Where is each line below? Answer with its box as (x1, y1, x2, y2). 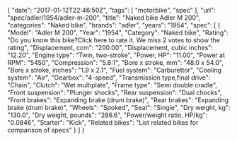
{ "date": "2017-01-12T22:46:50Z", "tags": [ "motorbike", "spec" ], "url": (7, 6, 216, 14)
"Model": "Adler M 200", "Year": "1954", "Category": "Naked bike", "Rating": (7, 28, 229, 37)
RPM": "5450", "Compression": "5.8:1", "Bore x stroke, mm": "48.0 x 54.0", (7, 59, 224, 66)
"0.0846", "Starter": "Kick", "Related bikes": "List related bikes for (7, 118, 199, 126)
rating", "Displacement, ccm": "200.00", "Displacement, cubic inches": (7, 44, 214, 51)
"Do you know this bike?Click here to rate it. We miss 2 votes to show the (7, 36, 221, 44)
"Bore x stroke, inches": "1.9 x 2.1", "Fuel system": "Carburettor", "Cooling (7, 66, 221, 74)
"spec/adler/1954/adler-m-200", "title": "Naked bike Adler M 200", (7, 13, 200, 22)
